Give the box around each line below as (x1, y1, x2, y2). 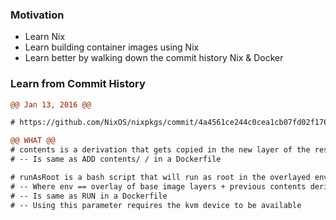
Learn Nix (24, 31, 66, 43)
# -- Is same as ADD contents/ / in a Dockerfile (10, 154, 222, 165)
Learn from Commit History (10, 77, 146, 91)
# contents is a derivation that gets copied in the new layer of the (10, 145, 311, 155)
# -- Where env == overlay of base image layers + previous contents (10, 181, 307, 192)
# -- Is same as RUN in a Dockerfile (10, 191, 168, 201)
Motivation (10, 8, 65, 22)
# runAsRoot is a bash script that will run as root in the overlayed (10, 172, 311, 182)
